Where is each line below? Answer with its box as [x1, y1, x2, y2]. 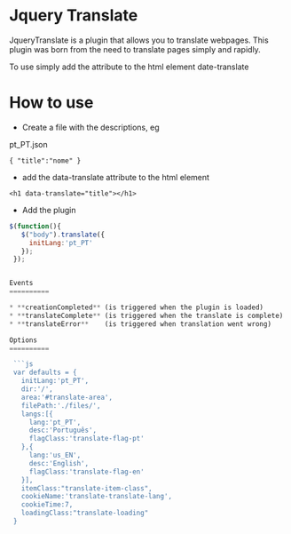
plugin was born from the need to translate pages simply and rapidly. [9, 44, 262, 54]
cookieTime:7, [20, 500, 74, 509]
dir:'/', [20, 385, 53, 394]
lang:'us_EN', [28, 450, 82, 459]
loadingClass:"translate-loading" [20, 508, 149, 518]
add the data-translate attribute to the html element [21, 171, 210, 182]
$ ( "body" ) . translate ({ [20, 230, 105, 239]
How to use [9, 92, 94, 113]
